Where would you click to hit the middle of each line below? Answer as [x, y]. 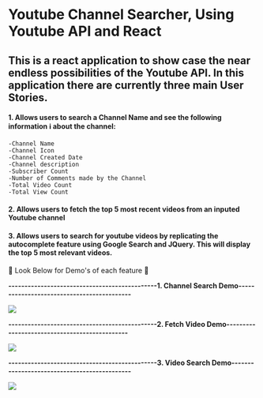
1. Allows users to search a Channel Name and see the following [115, 118]
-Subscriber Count [38, 171]
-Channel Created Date [45, 157]
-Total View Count [38, 192]
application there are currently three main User [126, 85]
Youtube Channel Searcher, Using [121, 15]
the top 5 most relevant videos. [60, 252]
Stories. [28, 98]
